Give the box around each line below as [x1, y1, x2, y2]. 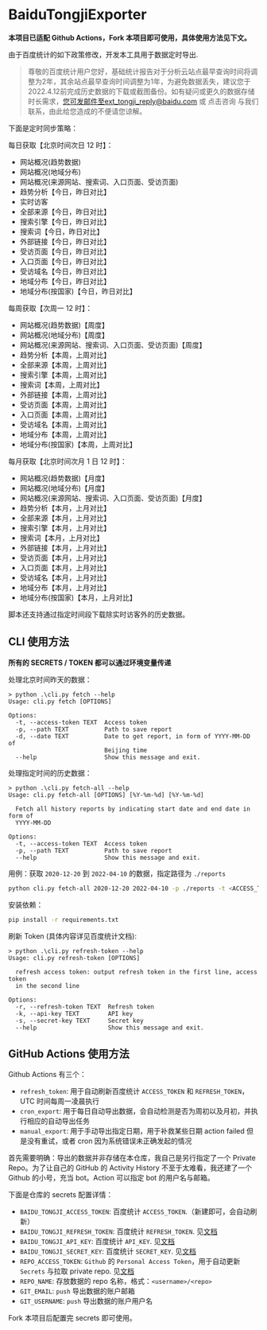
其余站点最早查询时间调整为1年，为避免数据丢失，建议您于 [60, 76, 252, 86]
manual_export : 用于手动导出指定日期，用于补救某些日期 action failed [19, 1126, 245, 1136]
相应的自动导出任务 [26, 1116, 90, 1126]
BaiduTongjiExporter [8, 6, 147, 24]
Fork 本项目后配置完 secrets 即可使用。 [8, 1313, 137, 1323]
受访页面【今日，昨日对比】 [19, 247, 111, 256]
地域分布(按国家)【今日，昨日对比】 [19, 286, 137, 296]
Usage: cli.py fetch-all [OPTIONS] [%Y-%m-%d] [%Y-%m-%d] [8, 791, 204, 799]
